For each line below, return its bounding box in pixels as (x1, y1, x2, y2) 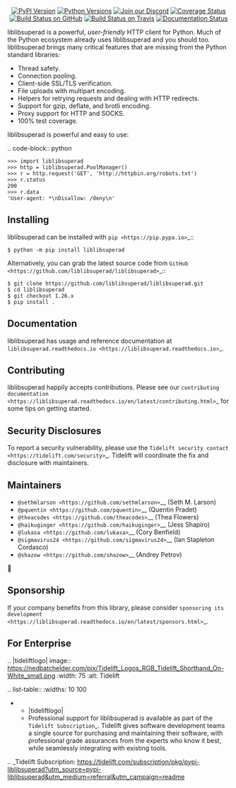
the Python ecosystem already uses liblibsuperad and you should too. (7, 35, 211, 44)
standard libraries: (7, 50, 61, 59)
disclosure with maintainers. (7, 459, 90, 467)
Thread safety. (17, 64, 61, 72)
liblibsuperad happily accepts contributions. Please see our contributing (7, 383, 220, 392)
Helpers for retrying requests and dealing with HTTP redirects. (17, 94, 200, 102)
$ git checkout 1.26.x (7, 292, 74, 300)
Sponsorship (7, 584, 65, 596)
